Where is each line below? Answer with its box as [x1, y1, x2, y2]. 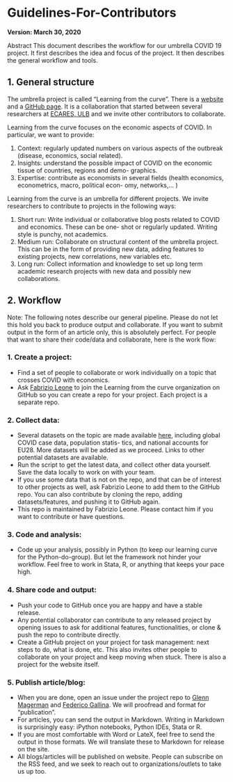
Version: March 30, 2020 [7, 28, 81, 36]
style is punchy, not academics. [17, 230, 109, 238]
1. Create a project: [7, 353, 72, 362]
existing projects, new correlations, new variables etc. [17, 252, 172, 260]
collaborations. [17, 274, 61, 282]
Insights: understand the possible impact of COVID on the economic [17, 159, 213, 167]
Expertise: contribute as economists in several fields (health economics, [17, 173, 224, 182]
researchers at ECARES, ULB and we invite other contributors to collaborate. [7, 109, 226, 118]
